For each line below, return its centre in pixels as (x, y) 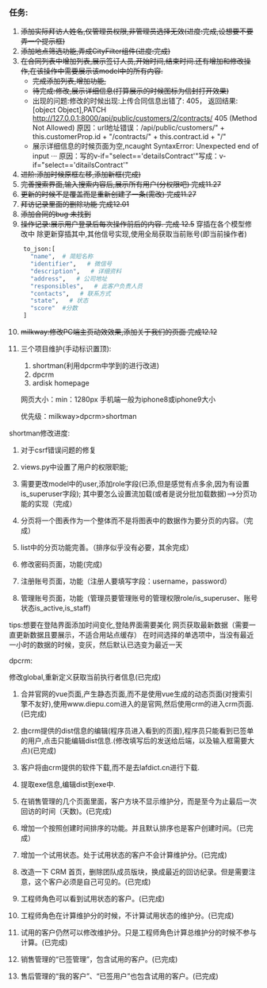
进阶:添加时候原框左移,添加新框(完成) (81, 174)
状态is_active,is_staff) (55, 608)
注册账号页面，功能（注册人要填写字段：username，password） (126, 581)
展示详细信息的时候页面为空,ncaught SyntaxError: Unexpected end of (145, 146)
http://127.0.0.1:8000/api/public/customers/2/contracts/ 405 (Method (145, 118)
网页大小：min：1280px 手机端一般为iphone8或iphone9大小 (118, 400)
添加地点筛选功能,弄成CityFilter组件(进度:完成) (95, 51)
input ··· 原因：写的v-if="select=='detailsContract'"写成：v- (129, 156)
